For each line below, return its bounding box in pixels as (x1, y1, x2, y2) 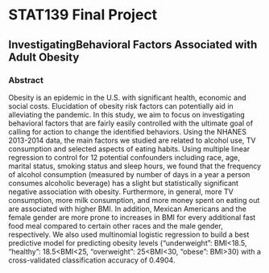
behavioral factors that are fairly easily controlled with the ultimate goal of (8, 118, 254, 128)
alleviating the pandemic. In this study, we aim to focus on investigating (8, 110, 245, 119)
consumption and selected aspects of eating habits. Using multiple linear (8, 143, 250, 154)
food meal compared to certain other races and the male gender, (8, 221, 223, 230)
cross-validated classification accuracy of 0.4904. (8, 255, 176, 265)
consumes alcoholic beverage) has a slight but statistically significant (8, 178, 239, 188)
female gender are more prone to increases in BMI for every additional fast (8, 212, 256, 222)
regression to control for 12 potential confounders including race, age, (8, 152, 240, 162)
